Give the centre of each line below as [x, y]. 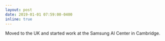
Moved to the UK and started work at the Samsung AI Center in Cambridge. [83, 33]
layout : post [19, 10]
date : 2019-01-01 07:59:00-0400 [39, 14]
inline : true [19, 19]
